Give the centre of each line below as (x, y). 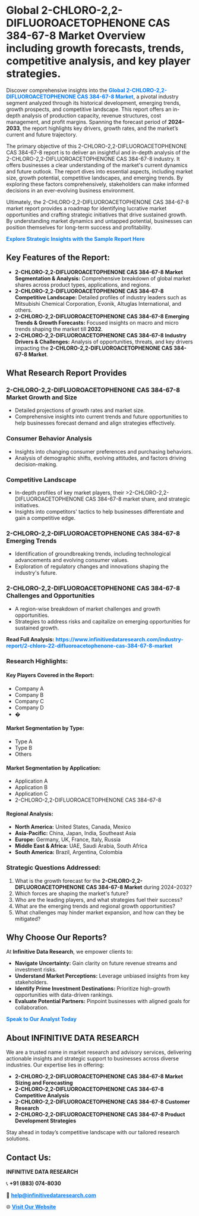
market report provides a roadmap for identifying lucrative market (86, 208)
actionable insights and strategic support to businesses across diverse (93, 1059)
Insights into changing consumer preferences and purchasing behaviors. (104, 451)
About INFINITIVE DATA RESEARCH (73, 1038)
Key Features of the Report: (58, 258)
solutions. (18, 1139)
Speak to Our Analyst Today (42, 1019)
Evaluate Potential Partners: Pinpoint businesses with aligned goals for (102, 1001)
